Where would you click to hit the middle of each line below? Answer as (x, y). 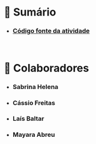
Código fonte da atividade (51, 31)
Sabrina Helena (35, 87)
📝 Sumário (30, 12)
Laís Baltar (28, 119)
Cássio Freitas (34, 103)
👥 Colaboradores (46, 68)
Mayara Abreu (34, 135)
